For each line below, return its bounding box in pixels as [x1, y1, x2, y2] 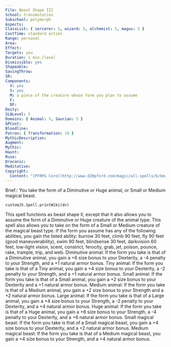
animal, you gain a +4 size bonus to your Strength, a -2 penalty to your [5, 298, 154, 304]
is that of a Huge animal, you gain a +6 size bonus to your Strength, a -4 [5, 309, 157, 315]
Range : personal [5, 36, 40, 41]
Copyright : [5, 169, 28, 174]
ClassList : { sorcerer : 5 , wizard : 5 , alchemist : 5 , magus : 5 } [5, 26, 145, 32]
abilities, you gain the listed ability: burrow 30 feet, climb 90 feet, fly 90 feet [5, 233, 164, 239]
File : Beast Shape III [5, 7, 53, 13]
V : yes [10, 83, 24, 88]
